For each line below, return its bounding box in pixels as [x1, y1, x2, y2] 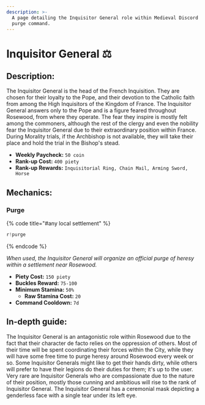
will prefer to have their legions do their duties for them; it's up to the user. [6, 365, 193, 373]
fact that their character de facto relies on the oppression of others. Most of [6, 339, 198, 347]
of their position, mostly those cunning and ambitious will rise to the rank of [6, 378, 197, 386]
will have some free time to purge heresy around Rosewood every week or [6, 352, 194, 360]
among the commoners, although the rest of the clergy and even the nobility [6, 120, 199, 127]
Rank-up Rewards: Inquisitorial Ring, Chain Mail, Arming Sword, [15, 164, 188, 172]
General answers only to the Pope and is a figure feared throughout [6, 107, 176, 114]
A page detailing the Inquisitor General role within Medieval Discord [12, 15, 199, 21]
